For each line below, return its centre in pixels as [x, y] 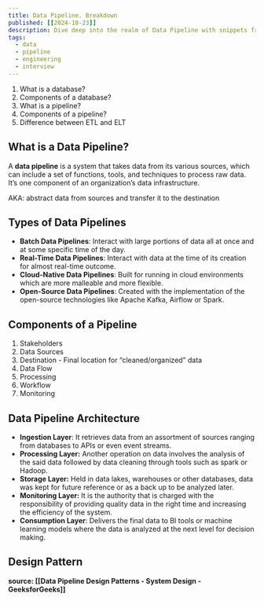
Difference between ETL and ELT [73, 122]
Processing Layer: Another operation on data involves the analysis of [132, 454]
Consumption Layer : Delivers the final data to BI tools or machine [126, 520]
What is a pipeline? [50, 105]
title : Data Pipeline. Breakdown [63, 15]
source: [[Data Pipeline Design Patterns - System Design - [105, 581]
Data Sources [42, 352]
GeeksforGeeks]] [37, 589]
